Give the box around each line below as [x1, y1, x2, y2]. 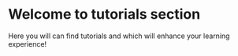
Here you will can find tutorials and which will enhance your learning [8, 31, 230, 40]
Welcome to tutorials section [8, 5, 201, 23]
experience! [8, 39, 47, 48]
